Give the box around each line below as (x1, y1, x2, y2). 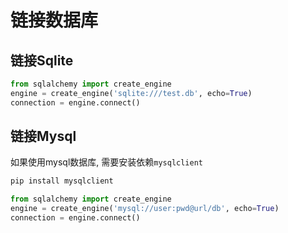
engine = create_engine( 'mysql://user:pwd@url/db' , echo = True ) (10, 204, 280, 214)
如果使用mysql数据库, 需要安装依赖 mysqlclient (10, 156, 203, 168)
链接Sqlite (10, 52, 74, 69)
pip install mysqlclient (10, 176, 114, 186)
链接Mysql (10, 128, 77, 145)
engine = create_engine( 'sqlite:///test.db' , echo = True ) (10, 88, 253, 98)
